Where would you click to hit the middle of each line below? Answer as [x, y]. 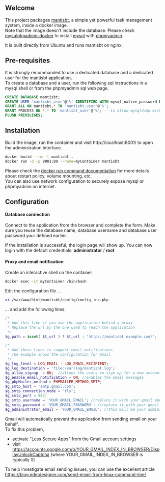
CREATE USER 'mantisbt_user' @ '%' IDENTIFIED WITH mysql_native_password [81, 102]
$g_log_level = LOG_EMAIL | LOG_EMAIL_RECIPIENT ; [57, 364]
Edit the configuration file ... [33, 291]
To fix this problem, [25, 429]
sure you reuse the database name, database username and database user [81, 230]
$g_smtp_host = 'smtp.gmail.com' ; [41, 387]
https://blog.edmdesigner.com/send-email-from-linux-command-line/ [76, 474]
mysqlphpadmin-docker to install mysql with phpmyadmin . [64, 35]
